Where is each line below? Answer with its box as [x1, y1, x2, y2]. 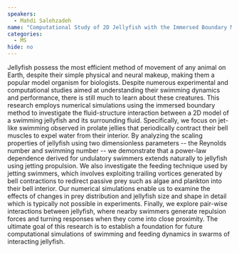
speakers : [7, 10, 37, 18]
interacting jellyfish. [7, 237, 65, 246]
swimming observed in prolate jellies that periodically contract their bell [18, 124, 228, 132]
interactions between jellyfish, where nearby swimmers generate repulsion [7, 207, 226, 215]
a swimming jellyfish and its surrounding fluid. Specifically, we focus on [7, 116, 217, 125]
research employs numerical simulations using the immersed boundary [7, 101, 216, 109]
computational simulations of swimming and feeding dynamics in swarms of [7, 229, 230, 238]
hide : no [7, 43, 33, 51]
